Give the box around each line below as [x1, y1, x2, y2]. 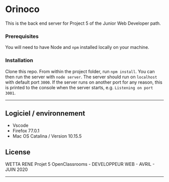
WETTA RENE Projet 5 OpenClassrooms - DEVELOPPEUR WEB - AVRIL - [5, 161, 155, 167]
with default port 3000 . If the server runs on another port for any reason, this [5, 79, 162, 85]
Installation [5, 57, 34, 64]
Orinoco [5, 4, 40, 15]
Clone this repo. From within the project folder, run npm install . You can [5, 68, 155, 74]
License [5, 148, 31, 156]
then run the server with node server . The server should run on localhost [5, 74, 157, 80]
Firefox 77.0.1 [12, 128, 40, 134]
